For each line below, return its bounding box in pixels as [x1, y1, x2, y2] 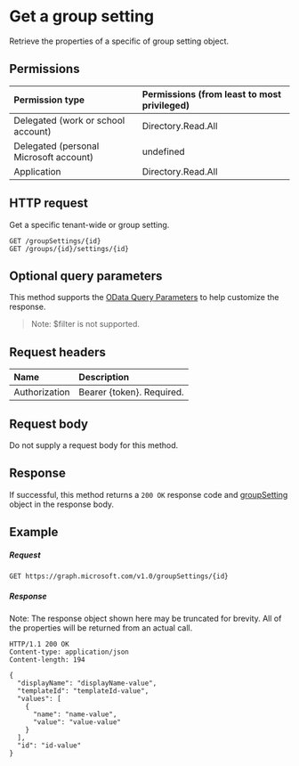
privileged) [141, 99, 190, 111]
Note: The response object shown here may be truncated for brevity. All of [9, 613, 282, 624]
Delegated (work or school [13, 114, 125, 126]
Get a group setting [9, 6, 155, 27]
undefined [141, 145, 185, 158]
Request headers [9, 345, 107, 360]
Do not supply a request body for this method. [9, 440, 179, 451]
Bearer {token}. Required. [78, 386, 184, 398]
